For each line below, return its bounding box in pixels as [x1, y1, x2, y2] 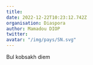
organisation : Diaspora [6, 20, 66, 26]
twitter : [6, 31, 28, 37]
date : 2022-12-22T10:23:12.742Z [6, 14, 87, 20]
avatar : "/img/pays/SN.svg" [6, 37, 77, 43]
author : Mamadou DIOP [6, 25, 61, 32]
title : [6, 8, 23, 15]
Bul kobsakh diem [6, 54, 50, 60]
